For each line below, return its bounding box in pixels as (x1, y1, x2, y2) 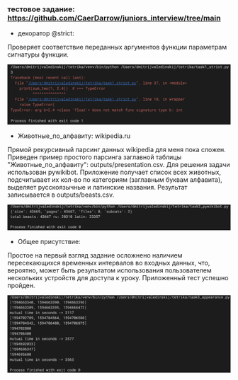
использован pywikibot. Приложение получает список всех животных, (7, 168, 222, 176)
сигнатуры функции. (7, 50, 69, 59)
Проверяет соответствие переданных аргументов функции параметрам (7, 43, 227, 52)
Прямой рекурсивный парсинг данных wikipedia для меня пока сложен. (7, 145, 227, 154)
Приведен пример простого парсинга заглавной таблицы (7, 153, 182, 161)
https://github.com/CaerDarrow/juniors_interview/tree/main (7, 13, 221, 23)
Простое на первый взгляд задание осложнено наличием (7, 251, 183, 260)
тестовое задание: (7, 4, 76, 14)
